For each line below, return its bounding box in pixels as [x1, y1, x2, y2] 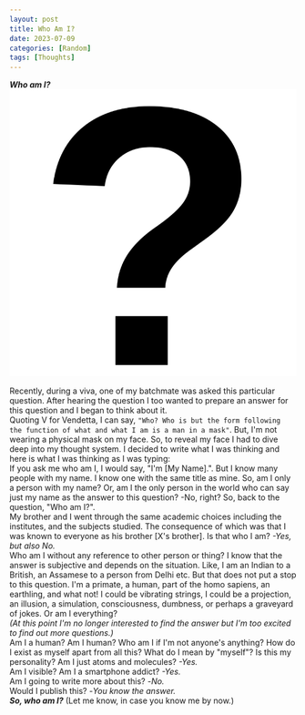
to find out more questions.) [9, 628, 114, 638]
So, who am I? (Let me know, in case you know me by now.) [9, 695, 235, 706]
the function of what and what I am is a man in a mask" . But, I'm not [9, 424, 278, 435]
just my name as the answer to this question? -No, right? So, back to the [9, 492, 280, 503]
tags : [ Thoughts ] [9, 53, 76, 63]
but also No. [9, 540, 56, 551]
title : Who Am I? [9, 24, 76, 34]
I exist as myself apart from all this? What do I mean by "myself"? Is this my [9, 647, 291, 658]
